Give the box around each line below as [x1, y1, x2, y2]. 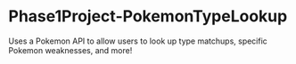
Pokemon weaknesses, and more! [8, 44, 133, 55]
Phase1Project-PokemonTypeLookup [8, 6, 288, 27]
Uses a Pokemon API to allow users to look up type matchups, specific [8, 36, 268, 46]
